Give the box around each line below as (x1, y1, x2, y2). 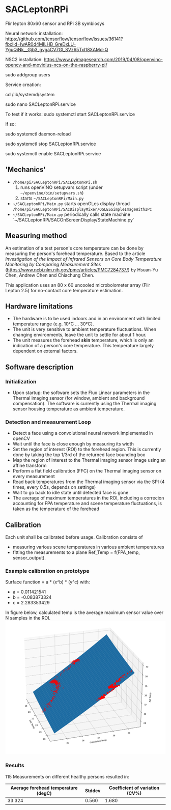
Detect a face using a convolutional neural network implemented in (12, 430, 153, 436)
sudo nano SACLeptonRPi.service (5, 101, 76, 107)
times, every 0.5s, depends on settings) (12, 484, 96, 490)
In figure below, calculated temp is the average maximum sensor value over (5, 609, 164, 616)
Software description (5, 362, 74, 371)
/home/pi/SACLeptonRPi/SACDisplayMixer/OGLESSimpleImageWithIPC (12, 207, 152, 212)
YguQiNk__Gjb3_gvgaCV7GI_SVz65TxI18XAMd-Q (5, 46, 108, 52)
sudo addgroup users (5, 71, 50, 77)
